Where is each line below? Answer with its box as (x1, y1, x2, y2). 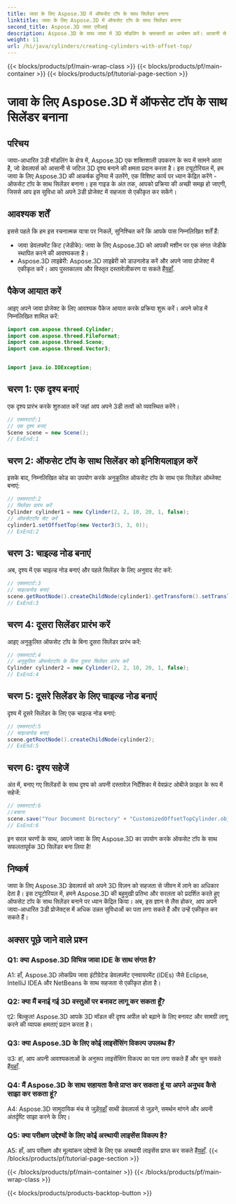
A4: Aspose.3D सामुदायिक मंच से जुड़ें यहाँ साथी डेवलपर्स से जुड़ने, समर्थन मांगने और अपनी (7, 1105, 214, 1114)
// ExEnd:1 (7, 436, 39, 443)
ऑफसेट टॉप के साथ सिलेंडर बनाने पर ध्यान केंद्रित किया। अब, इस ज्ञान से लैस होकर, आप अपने (7, 897, 217, 906)
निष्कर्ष (7, 863, 29, 876)
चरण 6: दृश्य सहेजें (7, 761, 69, 774)
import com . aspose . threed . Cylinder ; (7, 326, 114, 333)
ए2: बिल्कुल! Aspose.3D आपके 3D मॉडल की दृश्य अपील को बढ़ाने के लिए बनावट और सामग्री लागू (7, 1013, 228, 1021)
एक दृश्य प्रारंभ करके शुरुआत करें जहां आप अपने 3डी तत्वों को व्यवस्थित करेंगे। (7, 402, 180, 410)
